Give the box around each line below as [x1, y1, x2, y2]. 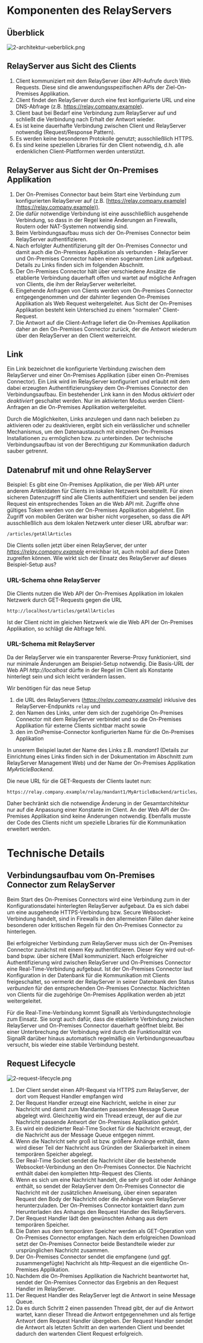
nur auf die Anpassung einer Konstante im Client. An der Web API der [7, 806, 180, 813]
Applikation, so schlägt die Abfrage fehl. [7, 625, 107, 632]
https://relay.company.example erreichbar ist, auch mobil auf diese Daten [7, 548, 190, 555]
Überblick [7, 28, 45, 38]
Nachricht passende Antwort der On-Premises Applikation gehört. [15, 1118, 180, 1126]
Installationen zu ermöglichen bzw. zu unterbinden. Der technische [7, 435, 173, 442]
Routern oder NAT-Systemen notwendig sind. [15, 223, 129, 230]
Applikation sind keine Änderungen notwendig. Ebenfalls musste [31, 812, 192, 820]
